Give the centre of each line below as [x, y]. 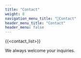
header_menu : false [25, 28]
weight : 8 [15, 14]
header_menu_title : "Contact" [35, 23]
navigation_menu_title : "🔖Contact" [41, 18]
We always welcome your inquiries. [40, 51]
